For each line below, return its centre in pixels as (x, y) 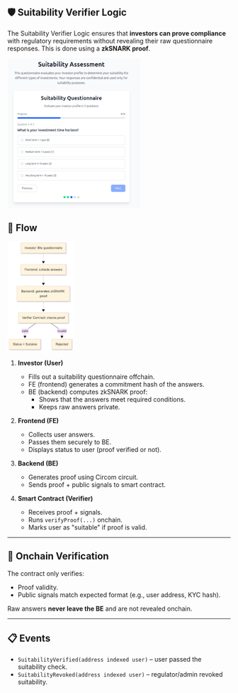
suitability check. (42, 667)
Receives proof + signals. (65, 512)
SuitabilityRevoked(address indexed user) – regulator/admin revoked (120, 674)
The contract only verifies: (46, 573)
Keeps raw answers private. (79, 407)
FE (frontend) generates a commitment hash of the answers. (116, 384)
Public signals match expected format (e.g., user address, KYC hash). (119, 595)
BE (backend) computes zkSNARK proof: (88, 392)
